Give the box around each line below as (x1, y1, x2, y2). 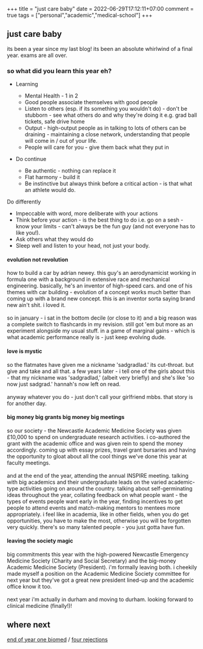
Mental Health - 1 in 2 (24, 92, 78, 99)
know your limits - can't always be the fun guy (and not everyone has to (15, 223, 196, 230)
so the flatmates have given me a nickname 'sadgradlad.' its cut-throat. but (7, 361, 194, 368)
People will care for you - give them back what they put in (24, 143, 169, 151)
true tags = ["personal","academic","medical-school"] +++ (7, 12, 153, 19)
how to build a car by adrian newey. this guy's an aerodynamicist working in (7, 269, 196, 277)
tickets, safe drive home (24, 118, 85, 125)
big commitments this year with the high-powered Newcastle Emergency (7, 550, 189, 558)
